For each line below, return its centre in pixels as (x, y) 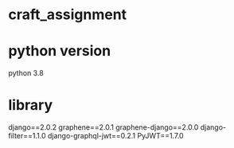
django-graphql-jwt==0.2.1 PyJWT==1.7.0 (116, 136)
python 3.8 (26, 73)
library (31, 105)
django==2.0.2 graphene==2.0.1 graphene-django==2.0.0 (103, 127)
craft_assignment (68, 15)
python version (60, 51)
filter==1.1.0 (27, 136)
